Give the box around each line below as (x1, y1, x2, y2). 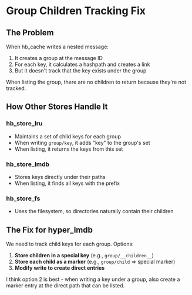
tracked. (6, 85, 26, 92)
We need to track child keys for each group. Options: (6, 240, 134, 248)
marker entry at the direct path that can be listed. (6, 282, 125, 289)
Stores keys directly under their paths (14, 173, 106, 180)
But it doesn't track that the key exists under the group (14, 67, 147, 74)
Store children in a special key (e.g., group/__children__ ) (14, 252, 154, 259)
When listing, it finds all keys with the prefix (14, 180, 120, 187)
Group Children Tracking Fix (6, 4, 146, 18)
